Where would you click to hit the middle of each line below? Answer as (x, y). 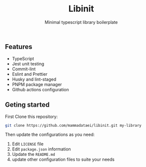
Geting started (27, 105)
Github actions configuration (40, 89)
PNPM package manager (37, 84)
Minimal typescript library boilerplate (81, 22)
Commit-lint (24, 69)
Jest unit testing (28, 64)
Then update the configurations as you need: (50, 134)
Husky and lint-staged (34, 79)
